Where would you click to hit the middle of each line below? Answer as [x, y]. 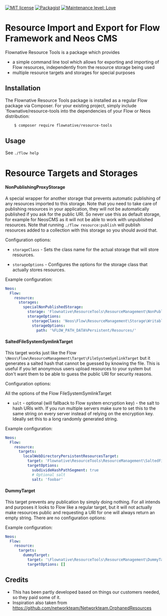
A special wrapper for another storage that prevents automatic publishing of [83, 198]
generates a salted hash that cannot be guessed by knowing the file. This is [83, 363]
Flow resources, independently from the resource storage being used [83, 67]
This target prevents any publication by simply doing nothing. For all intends [83, 502]
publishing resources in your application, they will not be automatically [77, 209]
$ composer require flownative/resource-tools [63, 125]
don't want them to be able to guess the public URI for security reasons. [79, 374]
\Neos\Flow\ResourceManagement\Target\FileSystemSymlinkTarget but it [78, 358]
